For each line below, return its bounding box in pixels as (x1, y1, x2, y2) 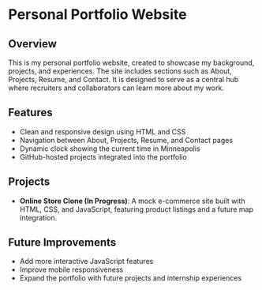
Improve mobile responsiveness (19, 265, 124, 274)
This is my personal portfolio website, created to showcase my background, (8, 58, 255, 67)
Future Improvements (8, 235, 117, 250)
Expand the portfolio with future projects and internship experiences (19, 273, 242, 283)
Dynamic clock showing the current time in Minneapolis (19, 144, 200, 153)
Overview (8, 37, 58, 51)
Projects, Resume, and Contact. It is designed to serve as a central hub (8, 75, 239, 84)
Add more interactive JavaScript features (19, 257, 154, 266)
